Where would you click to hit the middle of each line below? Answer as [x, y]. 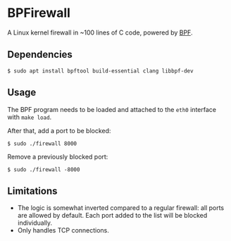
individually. [35, 223]
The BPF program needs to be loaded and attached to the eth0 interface [112, 109]
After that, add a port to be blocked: [59, 130]
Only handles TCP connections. [63, 230]
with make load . [30, 117]
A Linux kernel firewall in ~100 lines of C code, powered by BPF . [100, 32]
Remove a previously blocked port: [58, 156]
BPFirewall [39, 13]
